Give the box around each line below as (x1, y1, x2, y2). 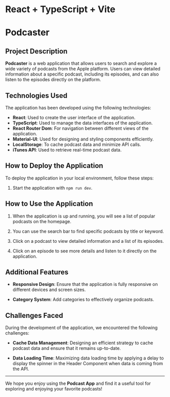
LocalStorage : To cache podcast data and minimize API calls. (12, 141, 141, 148)
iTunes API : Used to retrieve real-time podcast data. (12, 147, 122, 153)
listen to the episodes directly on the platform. (5, 77, 101, 83)
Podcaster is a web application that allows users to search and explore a (5, 60, 157, 66)
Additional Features (5, 268, 69, 277)
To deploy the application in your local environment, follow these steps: (5, 175, 154, 181)
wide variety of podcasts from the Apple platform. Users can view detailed (5, 66, 161, 72)
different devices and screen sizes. (12, 286, 86, 293)
